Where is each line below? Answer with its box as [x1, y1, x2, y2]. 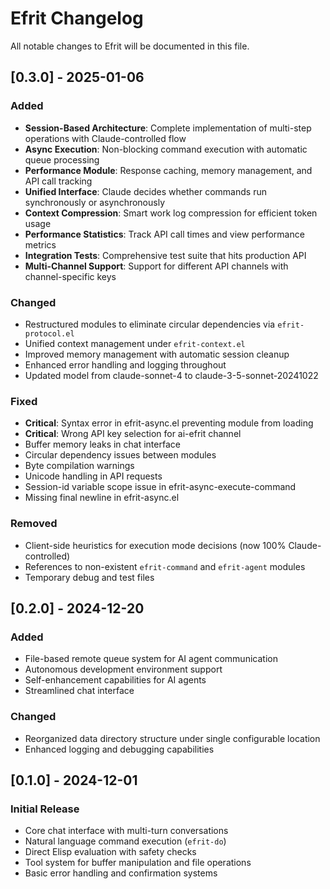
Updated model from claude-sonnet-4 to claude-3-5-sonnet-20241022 [24, 369, 319, 381]
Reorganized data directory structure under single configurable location [24, 732, 321, 744]
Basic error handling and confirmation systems [24, 867, 218, 879]
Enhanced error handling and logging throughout [24, 358, 227, 371]
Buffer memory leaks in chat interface [24, 438, 181, 451]
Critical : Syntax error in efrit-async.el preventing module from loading [24, 417, 314, 429]
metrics [24, 238, 57, 251]
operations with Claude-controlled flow [24, 132, 187, 144]
